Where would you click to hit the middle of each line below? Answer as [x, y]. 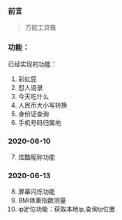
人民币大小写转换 [43, 105]
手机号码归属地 [39, 122]
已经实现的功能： [32, 64]
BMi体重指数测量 [42, 200]
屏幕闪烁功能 [36, 192]
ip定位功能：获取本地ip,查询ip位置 [67, 209]
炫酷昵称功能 [36, 157]
